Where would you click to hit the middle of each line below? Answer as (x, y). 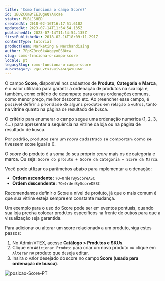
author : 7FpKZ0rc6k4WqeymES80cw (38, 51)
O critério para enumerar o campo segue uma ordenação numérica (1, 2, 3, (81, 119)
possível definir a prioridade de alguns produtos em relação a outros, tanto (81, 104)
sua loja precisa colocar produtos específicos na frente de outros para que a (83, 213)
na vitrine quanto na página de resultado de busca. (57, 109)
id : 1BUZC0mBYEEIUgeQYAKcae (34, 14)
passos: (13, 233)
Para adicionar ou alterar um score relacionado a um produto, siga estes (78, 228)
